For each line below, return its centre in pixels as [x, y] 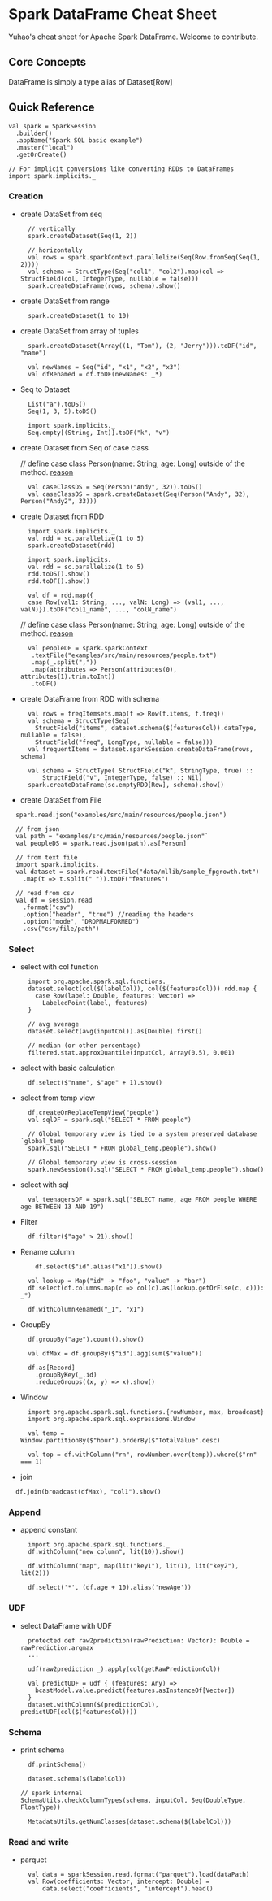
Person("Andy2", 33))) [58, 501]
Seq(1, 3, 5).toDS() [63, 411]
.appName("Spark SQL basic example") [80, 140]
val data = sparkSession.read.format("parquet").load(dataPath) [139, 1875]
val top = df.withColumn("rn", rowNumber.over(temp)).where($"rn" [142, 1455]
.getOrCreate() [41, 154]
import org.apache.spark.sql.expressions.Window [112, 1420]
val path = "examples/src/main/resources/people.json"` [112, 836]
